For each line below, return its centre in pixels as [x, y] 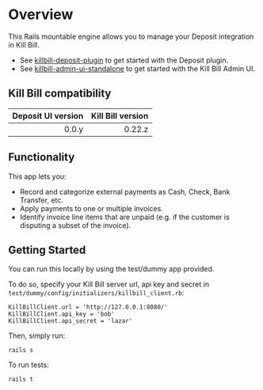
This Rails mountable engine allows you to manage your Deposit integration [131, 36]
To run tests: [29, 365]
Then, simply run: [37, 336]
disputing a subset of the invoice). [75, 225]
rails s [21, 350]
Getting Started [47, 250]
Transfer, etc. [41, 200]
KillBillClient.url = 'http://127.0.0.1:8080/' [88, 307]
